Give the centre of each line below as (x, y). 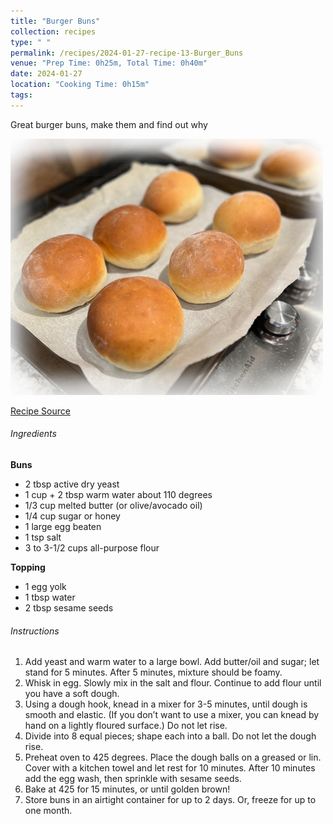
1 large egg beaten (63, 526)
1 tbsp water (50, 597)
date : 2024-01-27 (46, 74)
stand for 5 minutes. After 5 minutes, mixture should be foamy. (153, 672)
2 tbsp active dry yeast (72, 484)
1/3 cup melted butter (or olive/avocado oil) (113, 505)
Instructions (35, 631)
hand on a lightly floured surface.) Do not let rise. (126, 726)
